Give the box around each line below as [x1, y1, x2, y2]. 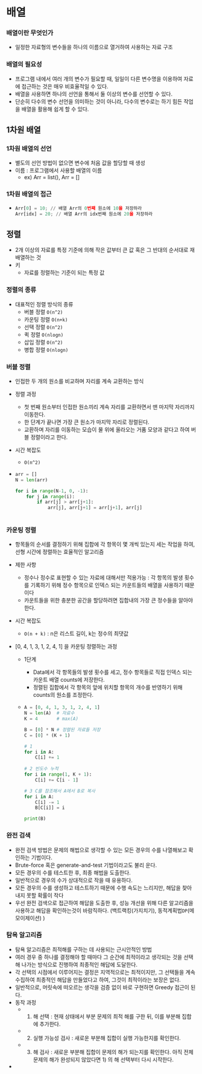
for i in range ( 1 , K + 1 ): [24, 771, 92, 778]
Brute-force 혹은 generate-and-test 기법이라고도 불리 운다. [14, 861, 157, 869]
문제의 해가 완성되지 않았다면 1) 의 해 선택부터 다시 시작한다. [33, 1056, 174, 1063]
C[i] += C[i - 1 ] [35, 777, 78, 783]
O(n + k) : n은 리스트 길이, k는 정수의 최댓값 [24, 630, 128, 637]
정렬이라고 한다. [30, 433, 68, 441]
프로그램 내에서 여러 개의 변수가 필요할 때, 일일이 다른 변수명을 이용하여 [14, 75, 183, 82]
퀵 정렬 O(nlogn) [24, 331, 64, 338]
